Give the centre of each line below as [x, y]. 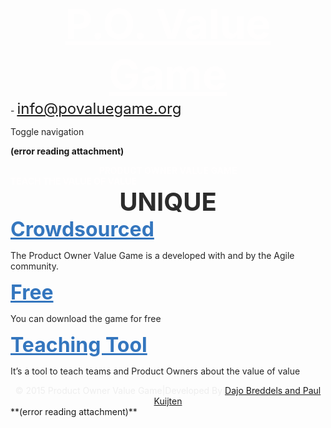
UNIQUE [168, 201]
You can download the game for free [86, 318]
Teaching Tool [79, 344]
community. [34, 266]
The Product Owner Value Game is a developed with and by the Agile [152, 255]
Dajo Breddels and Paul [273, 390]
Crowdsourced [82, 229]
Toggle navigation [47, 131]
